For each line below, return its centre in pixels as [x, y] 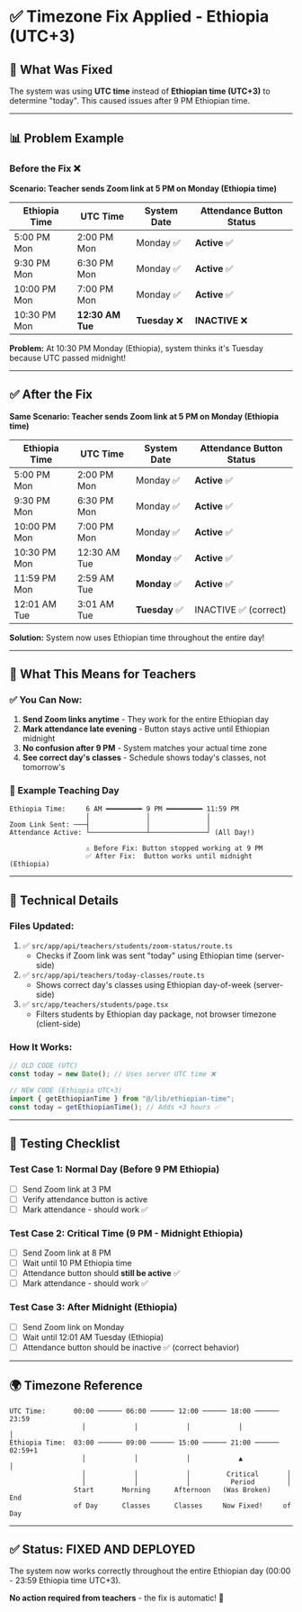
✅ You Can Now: [46, 700]
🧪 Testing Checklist [65, 1144]
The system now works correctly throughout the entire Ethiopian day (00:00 [150, 1571]
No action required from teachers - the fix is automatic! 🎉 [117, 1598]
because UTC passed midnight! [68, 358]
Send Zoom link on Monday [73, 1327]
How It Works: [41, 1047]
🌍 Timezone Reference [76, 1386]
